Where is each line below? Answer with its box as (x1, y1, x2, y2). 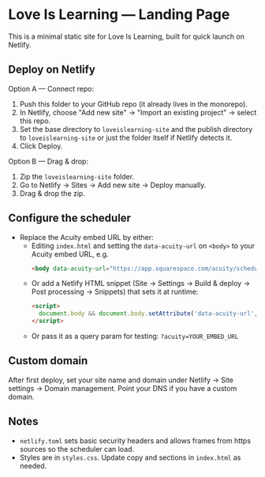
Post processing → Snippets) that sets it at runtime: (31, 287, 199, 297)
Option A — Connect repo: (8, 84, 95, 93)
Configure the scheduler (8, 212, 132, 225)
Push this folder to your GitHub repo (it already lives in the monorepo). (19, 99, 248, 108)
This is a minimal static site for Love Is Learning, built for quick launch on (8, 32, 244, 41)
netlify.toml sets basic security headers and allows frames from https (19, 436, 251, 445)
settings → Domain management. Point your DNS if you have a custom (8, 383, 237, 392)
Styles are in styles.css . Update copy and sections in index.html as (19, 453, 241, 462)
